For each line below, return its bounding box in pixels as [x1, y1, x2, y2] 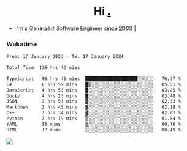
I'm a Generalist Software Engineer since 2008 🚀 [15, 24, 138, 32]
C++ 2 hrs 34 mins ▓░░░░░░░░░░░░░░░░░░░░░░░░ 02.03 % [6, 110, 182, 116]
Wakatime [6, 40, 37, 48]
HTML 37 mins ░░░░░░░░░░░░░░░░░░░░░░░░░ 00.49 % [6, 127, 182, 133]
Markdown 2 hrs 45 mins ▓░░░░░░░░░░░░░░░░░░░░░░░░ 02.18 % [6, 104, 182, 111]
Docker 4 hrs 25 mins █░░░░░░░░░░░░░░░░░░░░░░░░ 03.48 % [6, 93, 182, 99]
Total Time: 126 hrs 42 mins [6, 65, 80, 71]
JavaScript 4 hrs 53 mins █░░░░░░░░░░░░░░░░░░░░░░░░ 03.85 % [6, 87, 182, 93]
